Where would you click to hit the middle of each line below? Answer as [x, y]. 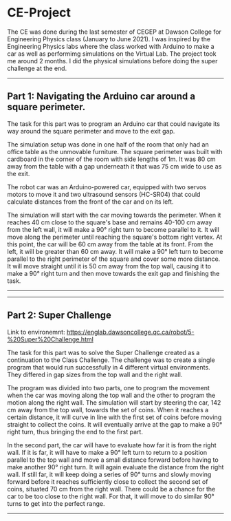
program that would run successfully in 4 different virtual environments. [109, 367]
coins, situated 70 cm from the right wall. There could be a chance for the [111, 489]
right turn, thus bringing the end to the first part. [75, 432]
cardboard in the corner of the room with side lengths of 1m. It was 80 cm [111, 159]
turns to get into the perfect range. [56, 503]
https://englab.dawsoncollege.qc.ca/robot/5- [130, 332]
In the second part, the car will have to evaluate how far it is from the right [112, 445]
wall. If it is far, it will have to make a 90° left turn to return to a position [107, 452]
